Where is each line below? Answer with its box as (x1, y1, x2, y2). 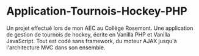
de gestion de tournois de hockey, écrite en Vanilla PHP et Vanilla (6, 30, 170, 38)
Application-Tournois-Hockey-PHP (6, 4, 187, 18)
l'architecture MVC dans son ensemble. (6, 44, 106, 51)
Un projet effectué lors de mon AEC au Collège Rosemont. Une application (6, 24, 194, 32)
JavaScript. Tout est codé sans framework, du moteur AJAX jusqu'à (6, 37, 177, 44)
